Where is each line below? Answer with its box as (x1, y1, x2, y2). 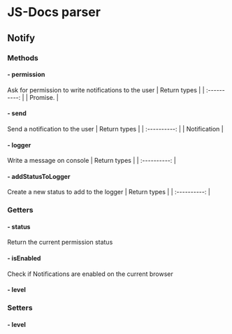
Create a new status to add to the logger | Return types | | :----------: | (7, 188, 211, 196)
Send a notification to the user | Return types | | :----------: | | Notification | (7, 124, 224, 133)
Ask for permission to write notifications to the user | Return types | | (7, 85, 205, 94)
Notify (7, 32, 36, 44)
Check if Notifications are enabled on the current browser (7, 270, 173, 278)
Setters (7, 303, 33, 313)
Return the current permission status (7, 238, 113, 247)
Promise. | (29, 93, 59, 101)
